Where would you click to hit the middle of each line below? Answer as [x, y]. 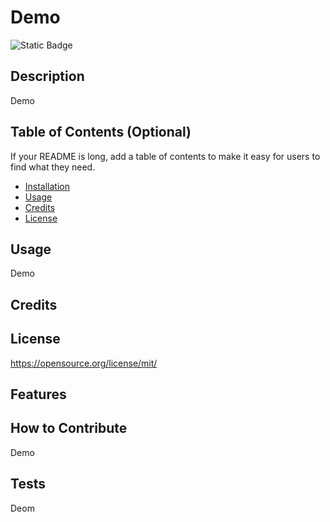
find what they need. [53, 167]
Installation [47, 186]
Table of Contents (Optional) [101, 132]
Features [38, 394]
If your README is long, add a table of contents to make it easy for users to [165, 156]
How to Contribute [69, 428]
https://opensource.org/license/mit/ [84, 363]
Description [47, 76]
